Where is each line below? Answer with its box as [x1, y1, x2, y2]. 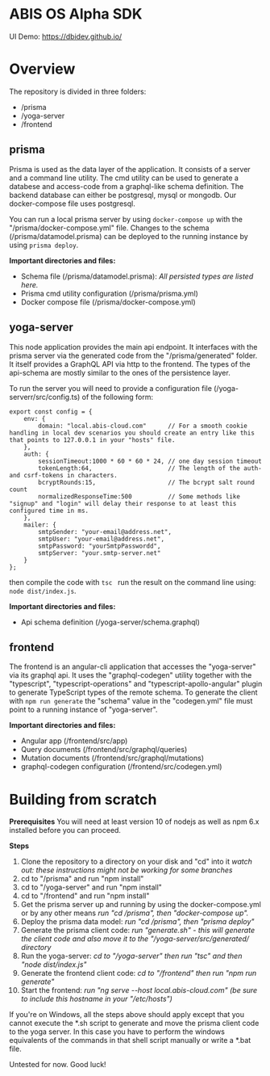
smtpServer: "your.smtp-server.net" [38, 549, 161, 557]
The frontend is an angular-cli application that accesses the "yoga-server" [9, 662, 256, 671]
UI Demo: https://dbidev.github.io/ [9, 32, 123, 41]
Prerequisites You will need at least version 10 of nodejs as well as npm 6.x [9, 817, 260, 826]
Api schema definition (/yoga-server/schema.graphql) [20, 617, 201, 627]
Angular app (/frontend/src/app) [20, 736, 128, 746]
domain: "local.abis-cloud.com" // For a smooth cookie [38, 422, 248, 430]
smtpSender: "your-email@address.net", [38, 527, 172, 536]
